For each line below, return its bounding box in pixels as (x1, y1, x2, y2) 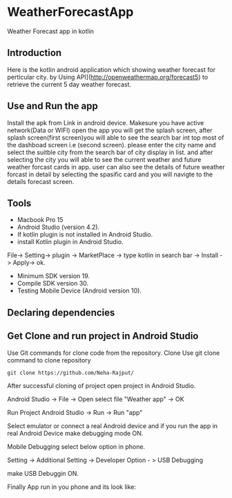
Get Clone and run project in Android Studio (7, 330, 199, 342)
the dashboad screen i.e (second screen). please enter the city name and (7, 140, 216, 149)
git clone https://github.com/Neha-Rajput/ (7, 369, 135, 376)
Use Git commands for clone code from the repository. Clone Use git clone (7, 349, 220, 357)
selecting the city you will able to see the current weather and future (7, 155, 202, 163)
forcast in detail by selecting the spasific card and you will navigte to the (7, 170, 213, 178)
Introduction (7, 47, 62, 59)
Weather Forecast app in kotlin (7, 27, 95, 35)
